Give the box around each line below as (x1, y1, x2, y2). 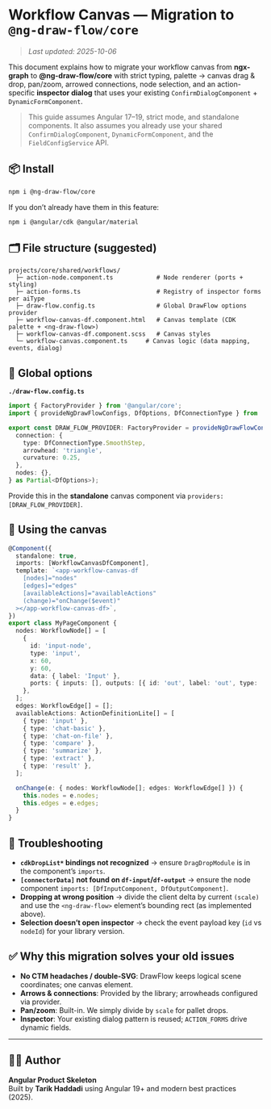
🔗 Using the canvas (8, 523, 107, 537)
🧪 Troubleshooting (8, 836, 103, 850)
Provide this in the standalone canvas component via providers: (8, 491, 224, 500)
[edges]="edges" (23, 582, 78, 590)
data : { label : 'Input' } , (29, 672, 121, 680)
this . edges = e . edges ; (23, 799, 99, 807)
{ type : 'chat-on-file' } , (23, 732, 114, 740)
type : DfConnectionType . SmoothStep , (23, 438, 147, 447)
